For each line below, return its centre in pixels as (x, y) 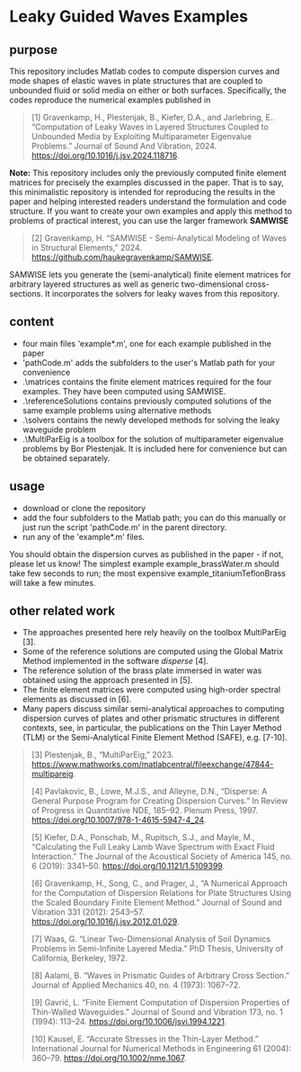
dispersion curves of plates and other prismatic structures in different (151, 718)
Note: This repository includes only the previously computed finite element (148, 173)
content (32, 322)
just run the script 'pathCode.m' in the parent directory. (124, 527)
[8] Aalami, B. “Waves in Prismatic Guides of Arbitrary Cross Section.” (160, 976)
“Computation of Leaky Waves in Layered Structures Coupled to (150, 127)
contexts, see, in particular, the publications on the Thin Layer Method (152, 728)
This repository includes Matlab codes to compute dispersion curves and (145, 71)
